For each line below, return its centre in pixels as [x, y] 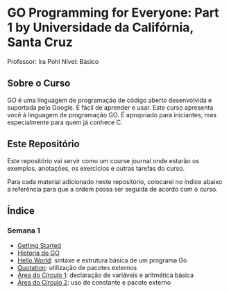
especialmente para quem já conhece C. [65, 122]
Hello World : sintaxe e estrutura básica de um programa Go [102, 260]
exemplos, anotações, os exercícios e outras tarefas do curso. [96, 168]
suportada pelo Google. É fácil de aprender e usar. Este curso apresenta [110, 107]
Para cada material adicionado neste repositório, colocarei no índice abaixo [115, 181]
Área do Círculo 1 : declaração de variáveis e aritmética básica [105, 275]
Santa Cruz [40, 42]
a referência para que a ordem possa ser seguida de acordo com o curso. [112, 189]
